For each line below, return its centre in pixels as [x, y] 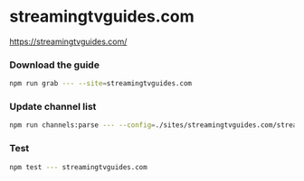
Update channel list [53, 107]
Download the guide [54, 65]
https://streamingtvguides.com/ [68, 41]
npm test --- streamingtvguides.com [78, 167]
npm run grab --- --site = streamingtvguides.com [101, 84]
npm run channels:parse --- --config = [82, 125]
